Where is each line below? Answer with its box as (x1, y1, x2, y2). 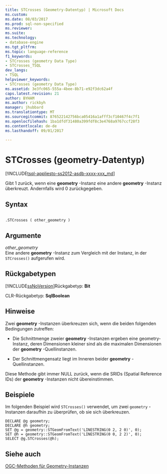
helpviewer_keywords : (5, 77, 50, 82)
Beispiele (5, 390, 35, 399)
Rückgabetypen (5, 269, 56, 278)
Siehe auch (5, 449, 41, 458)
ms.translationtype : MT (5, 109, 55, 115)
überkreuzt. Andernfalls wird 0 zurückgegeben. (5, 185, 103, 191)
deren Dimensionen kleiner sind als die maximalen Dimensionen (29, 340, 161, 346)
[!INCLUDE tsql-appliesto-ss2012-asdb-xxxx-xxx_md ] (5, 170, 115, 176)
